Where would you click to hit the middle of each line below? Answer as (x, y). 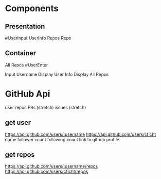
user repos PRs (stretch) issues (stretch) (45, 107)
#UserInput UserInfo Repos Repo (38, 38)
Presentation (25, 26)
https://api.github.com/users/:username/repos (52, 166)
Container (21, 53)
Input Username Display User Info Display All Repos (57, 74)
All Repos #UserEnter (27, 65)
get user (18, 122)
